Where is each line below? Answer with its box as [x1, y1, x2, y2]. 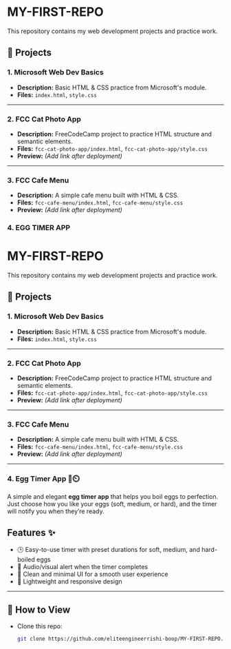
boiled [16, 555, 36, 564]
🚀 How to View [7, 604, 71, 615]
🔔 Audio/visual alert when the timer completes [16, 563, 148, 571]
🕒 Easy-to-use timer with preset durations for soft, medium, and [16, 546, 201, 554]
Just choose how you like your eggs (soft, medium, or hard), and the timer [7, 499, 217, 508]
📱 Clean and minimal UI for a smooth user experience [16, 570, 168, 579]
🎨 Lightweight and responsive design [16, 577, 122, 586]
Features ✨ [7, 527, 56, 539]
